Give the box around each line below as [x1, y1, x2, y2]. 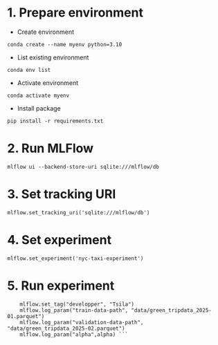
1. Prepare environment [7, 5, 144, 21]
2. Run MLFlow [7, 140, 94, 156]
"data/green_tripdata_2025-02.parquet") [7, 325, 126, 332]
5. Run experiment [7, 278, 115, 293]
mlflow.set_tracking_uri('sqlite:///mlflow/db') [7, 209, 150, 216]
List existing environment [17, 53, 89, 62]
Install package [17, 104, 61, 112]
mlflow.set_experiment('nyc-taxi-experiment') [7, 254, 144, 262]
